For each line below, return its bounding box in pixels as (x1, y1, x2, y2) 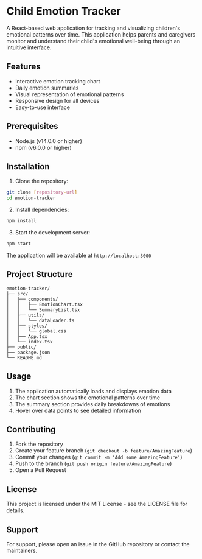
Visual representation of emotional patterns (15, 90, 124, 98)
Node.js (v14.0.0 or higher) (15, 137, 82, 144)
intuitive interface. (6, 44, 52, 51)
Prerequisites (6, 121, 58, 132)
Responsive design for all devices (15, 97, 100, 104)
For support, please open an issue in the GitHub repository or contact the (6, 540, 190, 547)
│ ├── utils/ (6, 312, 45, 318)
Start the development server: (15, 229, 91, 236)
